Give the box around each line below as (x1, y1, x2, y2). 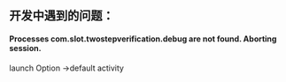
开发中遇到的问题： (9, 8, 114, 24)
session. (9, 42, 42, 53)
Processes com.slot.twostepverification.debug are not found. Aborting (9, 34, 277, 44)
